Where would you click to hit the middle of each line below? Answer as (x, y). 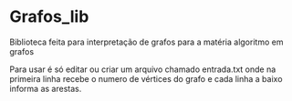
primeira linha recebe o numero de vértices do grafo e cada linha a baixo (146, 78)
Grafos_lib (49, 17)
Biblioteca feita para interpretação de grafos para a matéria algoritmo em (146, 42)
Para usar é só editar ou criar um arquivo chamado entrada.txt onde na (143, 69)
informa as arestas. (46, 88)
